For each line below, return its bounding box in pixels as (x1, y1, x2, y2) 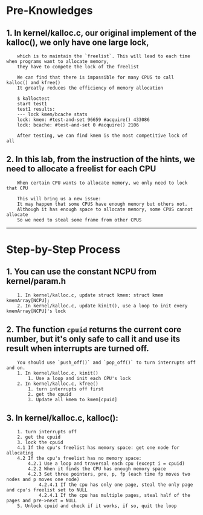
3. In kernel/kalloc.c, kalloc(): (6, 413, 119, 424)
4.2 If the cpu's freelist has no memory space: (17, 455, 142, 462)
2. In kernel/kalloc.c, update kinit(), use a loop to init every (17, 303, 188, 309)
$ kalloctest (17, 96, 50, 102)
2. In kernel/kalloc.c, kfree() (17, 381, 98, 387)
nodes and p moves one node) (6, 476, 80, 483)
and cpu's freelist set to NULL (6, 487, 88, 493)
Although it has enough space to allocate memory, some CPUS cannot (17, 206, 193, 212)
